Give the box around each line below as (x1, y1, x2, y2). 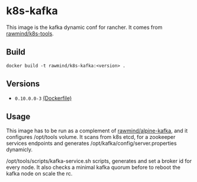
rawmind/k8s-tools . (6, 30, 54, 37)
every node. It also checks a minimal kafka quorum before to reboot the (6, 164, 180, 171)
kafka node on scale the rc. (6, 170, 73, 177)
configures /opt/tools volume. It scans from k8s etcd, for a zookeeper (6, 134, 176, 141)
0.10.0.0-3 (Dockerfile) (14, 95, 72, 102)
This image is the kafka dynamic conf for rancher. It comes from (6, 24, 163, 31)
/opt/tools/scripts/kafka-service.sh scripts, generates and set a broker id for (6, 158, 192, 165)
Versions (6, 79, 40, 89)
